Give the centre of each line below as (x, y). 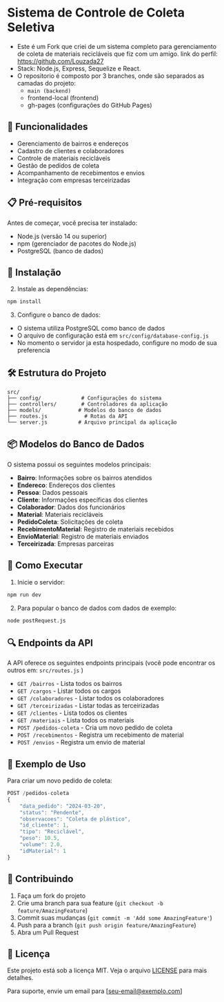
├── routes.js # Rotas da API (68, 416)
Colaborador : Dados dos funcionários (71, 507)
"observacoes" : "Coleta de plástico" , (75, 819)
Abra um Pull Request (48, 932)
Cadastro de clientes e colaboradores (70, 150)
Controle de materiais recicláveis (64, 158)
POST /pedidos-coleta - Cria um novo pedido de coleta (95, 728)
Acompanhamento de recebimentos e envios (81, 173)
